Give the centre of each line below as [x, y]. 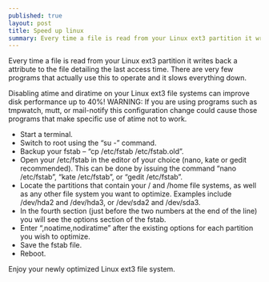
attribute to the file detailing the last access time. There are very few [121, 70]
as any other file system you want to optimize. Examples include [126, 194]
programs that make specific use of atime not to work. [98, 119]
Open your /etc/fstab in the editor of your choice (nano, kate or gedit [133, 160]
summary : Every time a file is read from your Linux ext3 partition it [130, 38]
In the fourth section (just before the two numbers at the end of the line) [139, 211]
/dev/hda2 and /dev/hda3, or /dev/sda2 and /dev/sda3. [110, 203]
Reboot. [33, 254]
